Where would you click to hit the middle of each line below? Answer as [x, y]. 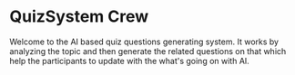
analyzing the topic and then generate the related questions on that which [148, 51]
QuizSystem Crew [79, 17]
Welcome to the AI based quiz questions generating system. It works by [144, 42]
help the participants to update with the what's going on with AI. [130, 61]
